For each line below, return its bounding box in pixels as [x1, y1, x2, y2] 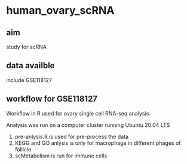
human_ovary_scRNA [6, 4, 115, 17]
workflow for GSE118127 [6, 94, 97, 104]
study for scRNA [6, 43, 47, 50]
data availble [6, 60, 55, 71]
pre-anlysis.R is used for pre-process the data [14, 133, 129, 140]
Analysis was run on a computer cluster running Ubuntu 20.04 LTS [6, 121, 170, 129]
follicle [14, 145, 32, 153]
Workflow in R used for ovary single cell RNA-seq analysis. [6, 110, 151, 117]
